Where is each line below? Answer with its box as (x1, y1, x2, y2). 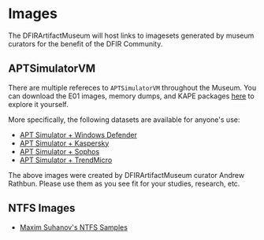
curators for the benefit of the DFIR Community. (8, 39, 163, 48)
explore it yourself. (8, 99, 69, 109)
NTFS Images (8, 201, 76, 215)
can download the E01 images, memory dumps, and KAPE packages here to (8, 91, 255, 101)
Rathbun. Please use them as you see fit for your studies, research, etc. (8, 179, 240, 188)
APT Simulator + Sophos (19, 146, 100, 156)
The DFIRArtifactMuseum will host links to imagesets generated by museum (8, 31, 255, 40)
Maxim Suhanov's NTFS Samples (19, 222, 128, 232)
